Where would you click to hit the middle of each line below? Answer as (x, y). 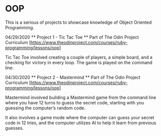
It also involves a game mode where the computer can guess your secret (80, 117)
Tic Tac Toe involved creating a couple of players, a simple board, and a (79, 57)
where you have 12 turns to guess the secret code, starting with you (75, 102)
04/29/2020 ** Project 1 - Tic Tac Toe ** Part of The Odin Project (72, 37)
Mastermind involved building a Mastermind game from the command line (81, 97)
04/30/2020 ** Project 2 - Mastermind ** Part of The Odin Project (73, 77)
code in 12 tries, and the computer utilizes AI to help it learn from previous (81, 123)
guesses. (14, 128)
